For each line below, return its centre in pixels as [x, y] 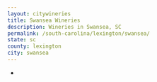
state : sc [22, 40]
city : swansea [28, 53]
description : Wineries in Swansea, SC [64, 27]
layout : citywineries [39, 14]
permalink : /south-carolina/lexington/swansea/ [79, 33]
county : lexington [34, 46]
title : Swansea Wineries [44, 20]
